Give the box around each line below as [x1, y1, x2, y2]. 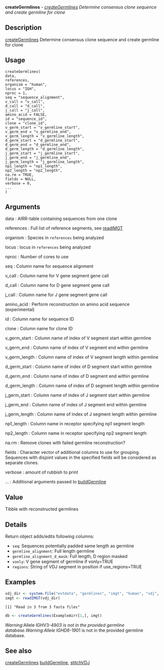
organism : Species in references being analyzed [5, 235, 104, 241]
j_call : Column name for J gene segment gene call [5, 292, 108, 298]
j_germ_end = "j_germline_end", [5, 155, 71, 160]
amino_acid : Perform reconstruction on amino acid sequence [5, 302, 130, 307]
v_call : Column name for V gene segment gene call [5, 273, 109, 279]
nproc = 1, [5, 90, 27, 95]
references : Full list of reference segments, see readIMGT [5, 225, 123, 231]
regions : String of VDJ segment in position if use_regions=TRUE [12, 564, 142, 570]
